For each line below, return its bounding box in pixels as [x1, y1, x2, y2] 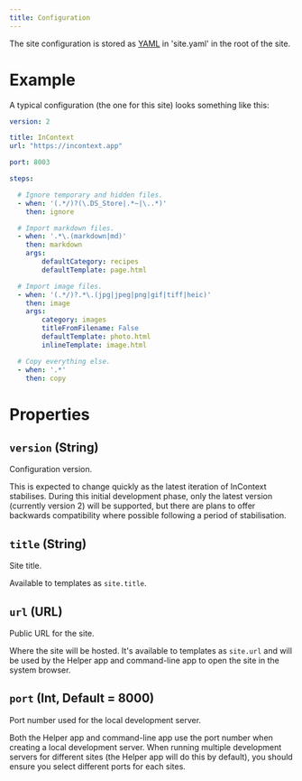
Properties [9, 404, 90, 424]
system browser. [9, 665, 71, 675]
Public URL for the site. [9, 628, 95, 639]
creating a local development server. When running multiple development [9, 741, 282, 752]
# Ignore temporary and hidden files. [17, 191, 164, 200]
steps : [9, 174, 34, 183]
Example [9, 70, 76, 90]
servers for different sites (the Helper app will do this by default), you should [9, 751, 293, 762]
